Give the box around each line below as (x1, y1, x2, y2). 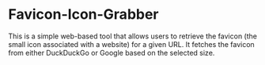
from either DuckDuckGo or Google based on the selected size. (8, 48, 215, 57)
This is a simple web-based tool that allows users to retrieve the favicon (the (8, 31, 257, 41)
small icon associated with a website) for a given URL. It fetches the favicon (8, 39, 255, 49)
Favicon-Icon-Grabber (8, 5, 160, 23)
